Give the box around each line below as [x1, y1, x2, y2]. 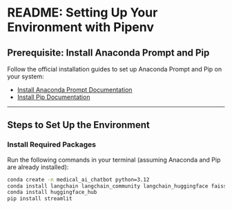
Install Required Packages [7, 140, 97, 149]
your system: [7, 72, 45, 80]
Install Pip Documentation [17, 93, 90, 101]
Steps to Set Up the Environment [7, 119, 151, 131]
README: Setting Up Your [7, 5, 158, 21]
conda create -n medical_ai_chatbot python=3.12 [7, 176, 150, 183]
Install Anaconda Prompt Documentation [17, 86, 133, 93]
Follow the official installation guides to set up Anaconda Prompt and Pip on [7, 65, 222, 73]
